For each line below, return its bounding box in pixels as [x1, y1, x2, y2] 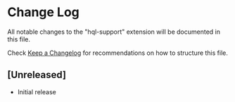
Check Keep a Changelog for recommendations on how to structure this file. [7, 49, 229, 57]
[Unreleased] [7, 69, 67, 81]
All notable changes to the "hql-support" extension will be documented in [7, 27, 220, 36]
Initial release [17, 87, 56, 96]
